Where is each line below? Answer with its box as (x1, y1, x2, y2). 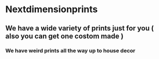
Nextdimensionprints (5, 4, 98, 15)
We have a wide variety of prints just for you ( (5, 24, 154, 33)
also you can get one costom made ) (5, 32, 123, 40)
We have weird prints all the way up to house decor (5, 47, 135, 54)
